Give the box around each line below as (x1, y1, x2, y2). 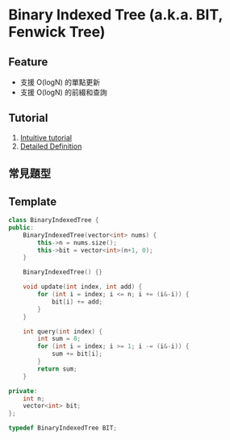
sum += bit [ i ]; (51, 350, 103, 358)
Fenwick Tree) (8, 23, 106, 41)
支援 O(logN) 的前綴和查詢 (19, 87, 107, 97)
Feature (8, 55, 48, 69)
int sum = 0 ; (37, 335, 82, 343)
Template (8, 195, 57, 208)
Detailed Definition (19, 141, 82, 151)
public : (8, 224, 35, 232)
